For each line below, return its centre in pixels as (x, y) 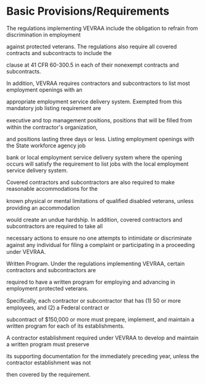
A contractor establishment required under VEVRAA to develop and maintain (102, 338)
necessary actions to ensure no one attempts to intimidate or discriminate (99, 238)
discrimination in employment (43, 34)
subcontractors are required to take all (54, 226)
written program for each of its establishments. (65, 326)
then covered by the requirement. (48, 374)
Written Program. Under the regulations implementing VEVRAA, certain (96, 264)
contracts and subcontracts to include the (59, 53)
